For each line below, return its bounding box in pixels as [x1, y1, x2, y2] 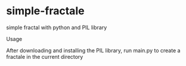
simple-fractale [6, 4, 85, 18]
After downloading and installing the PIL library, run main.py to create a [6, 46, 181, 54]
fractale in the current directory [6, 53, 83, 60]
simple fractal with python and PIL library [6, 24, 107, 31]
